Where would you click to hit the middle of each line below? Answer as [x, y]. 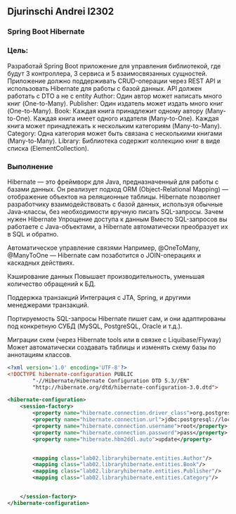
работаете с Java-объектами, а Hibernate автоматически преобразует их [118, 226]
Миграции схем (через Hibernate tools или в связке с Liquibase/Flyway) [114, 339]
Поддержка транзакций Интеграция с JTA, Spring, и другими [99, 297]
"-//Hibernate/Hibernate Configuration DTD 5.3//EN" [111, 381]
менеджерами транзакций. [48, 305]
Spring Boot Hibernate [46, 32]
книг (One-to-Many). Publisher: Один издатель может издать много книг [115, 103]
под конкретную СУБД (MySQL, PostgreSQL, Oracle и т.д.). [95, 326]
